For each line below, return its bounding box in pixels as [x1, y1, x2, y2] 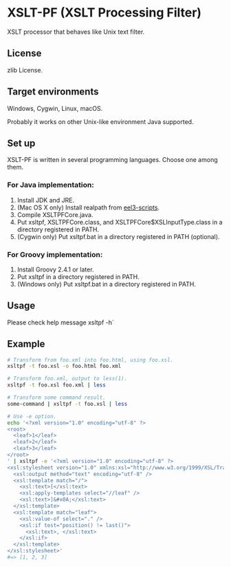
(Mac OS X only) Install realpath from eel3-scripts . [16, 203, 160, 212]
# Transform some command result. [7, 394, 107, 401]
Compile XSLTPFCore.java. [16, 210, 93, 218]
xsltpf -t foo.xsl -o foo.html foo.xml [7, 363, 122, 370]
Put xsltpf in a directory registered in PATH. [16, 272, 140, 280]
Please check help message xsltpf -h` [7, 318, 115, 327]
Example [7, 338, 45, 350]
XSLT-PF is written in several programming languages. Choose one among [7, 156, 218, 164]
